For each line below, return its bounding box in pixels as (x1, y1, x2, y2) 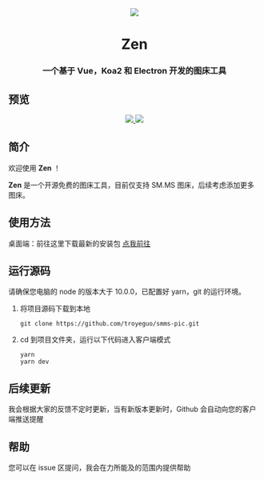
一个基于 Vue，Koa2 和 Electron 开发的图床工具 (42, 66, 226, 77)
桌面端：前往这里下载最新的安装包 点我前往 (8, 238, 150, 248)
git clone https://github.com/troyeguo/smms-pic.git (19, 320, 200, 328)
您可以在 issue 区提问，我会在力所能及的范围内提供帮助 (8, 462, 191, 472)
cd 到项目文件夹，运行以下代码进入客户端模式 (19, 335, 171, 345)
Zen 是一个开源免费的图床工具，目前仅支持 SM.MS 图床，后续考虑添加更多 (8, 180, 254, 190)
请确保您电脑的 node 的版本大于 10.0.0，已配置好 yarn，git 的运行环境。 (8, 287, 246, 297)
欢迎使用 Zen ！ (8, 163, 62, 173)
